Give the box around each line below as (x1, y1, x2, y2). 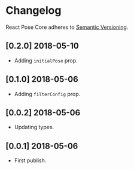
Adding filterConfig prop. (14, 90, 81, 97)
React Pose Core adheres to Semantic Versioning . (5, 23, 129, 31)
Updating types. (14, 124, 54, 131)
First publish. (14, 157, 47, 164)
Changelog (5, 4, 62, 17)
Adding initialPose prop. (14, 56, 78, 64)
